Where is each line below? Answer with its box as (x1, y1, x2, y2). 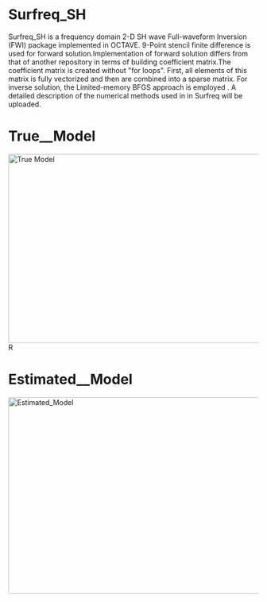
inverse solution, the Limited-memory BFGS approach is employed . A (8, 82, 237, 92)
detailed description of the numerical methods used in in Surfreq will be (8, 91, 243, 100)
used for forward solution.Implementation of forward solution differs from (8, 48, 249, 58)
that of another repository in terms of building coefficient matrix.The (8, 57, 232, 67)
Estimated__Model (8, 371, 133, 388)
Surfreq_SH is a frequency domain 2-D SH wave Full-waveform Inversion (8, 32, 248, 41)
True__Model (8, 127, 96, 145)
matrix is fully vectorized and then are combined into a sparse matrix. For (8, 74, 248, 83)
